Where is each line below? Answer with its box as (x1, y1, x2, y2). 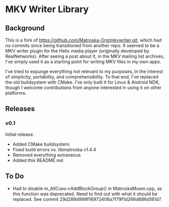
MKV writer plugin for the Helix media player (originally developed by (5, 48, 150, 54)
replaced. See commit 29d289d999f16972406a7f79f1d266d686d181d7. (12, 196, 162, 202)
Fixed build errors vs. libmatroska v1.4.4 (12, 146, 96, 152)
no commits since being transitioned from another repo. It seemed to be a (5, 43, 159, 49)
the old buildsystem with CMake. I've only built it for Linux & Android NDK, (5, 79, 160, 85)
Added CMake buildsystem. (12, 141, 71, 147)
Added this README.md (12, 157, 63, 163)
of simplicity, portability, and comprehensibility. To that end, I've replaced (5, 74, 159, 79)
